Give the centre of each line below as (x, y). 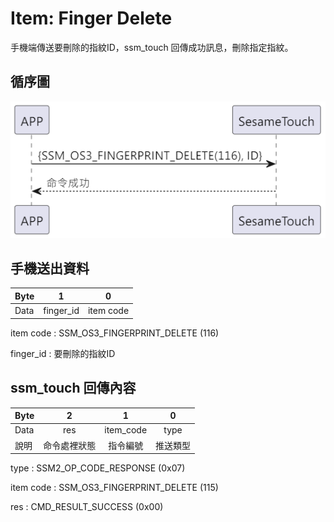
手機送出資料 (50, 268)
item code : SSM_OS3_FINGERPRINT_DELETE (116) (115, 333)
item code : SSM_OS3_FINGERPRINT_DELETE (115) (114, 488)
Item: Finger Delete (91, 18)
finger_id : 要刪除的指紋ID (63, 353)
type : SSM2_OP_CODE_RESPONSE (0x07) (98, 468)
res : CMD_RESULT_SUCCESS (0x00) (87, 507)
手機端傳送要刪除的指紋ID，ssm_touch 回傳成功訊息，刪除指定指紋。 (152, 47)
